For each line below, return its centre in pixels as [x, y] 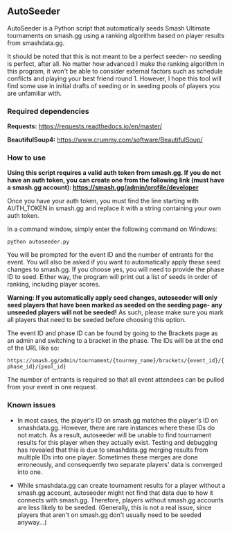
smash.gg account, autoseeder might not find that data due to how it [115, 493]
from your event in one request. [52, 387]
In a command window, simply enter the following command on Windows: [112, 229]
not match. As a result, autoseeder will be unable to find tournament [114, 435]
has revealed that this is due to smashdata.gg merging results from [113, 450]
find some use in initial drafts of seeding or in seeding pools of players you [114, 85]
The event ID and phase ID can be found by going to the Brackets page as [113, 333]
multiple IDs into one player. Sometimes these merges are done [108, 457]
